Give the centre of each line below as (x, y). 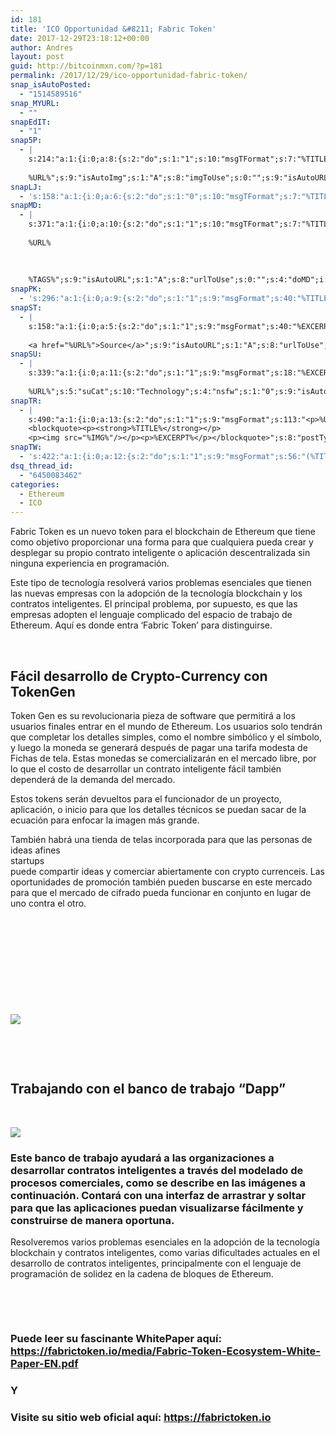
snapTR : (26, 401)
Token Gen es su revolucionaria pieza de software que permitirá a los (153, 715)
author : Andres (42, 47)
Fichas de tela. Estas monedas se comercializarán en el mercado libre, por (163, 758)
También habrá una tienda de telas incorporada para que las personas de (161, 839)
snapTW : (26, 447)
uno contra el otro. (48, 903)
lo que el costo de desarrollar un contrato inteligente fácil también (146, 768)
